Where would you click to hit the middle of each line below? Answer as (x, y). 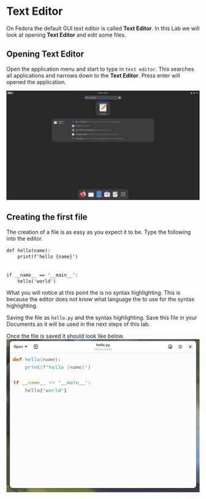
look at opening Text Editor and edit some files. (67, 34)
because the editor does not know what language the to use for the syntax (101, 299)
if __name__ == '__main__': (42, 275)
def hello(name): (29, 250)
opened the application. (36, 82)
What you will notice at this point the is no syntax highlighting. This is (93, 292)
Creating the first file (47, 217)
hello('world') (37, 281)
